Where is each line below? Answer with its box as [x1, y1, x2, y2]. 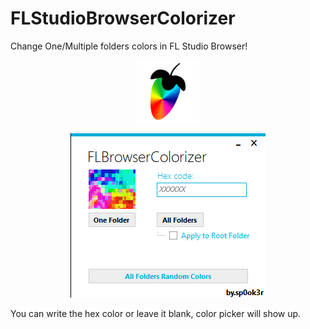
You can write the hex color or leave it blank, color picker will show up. [10, 307, 302, 319]
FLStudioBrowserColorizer [10, 7, 236, 30]
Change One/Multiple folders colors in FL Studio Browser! [10, 40, 248, 52]
